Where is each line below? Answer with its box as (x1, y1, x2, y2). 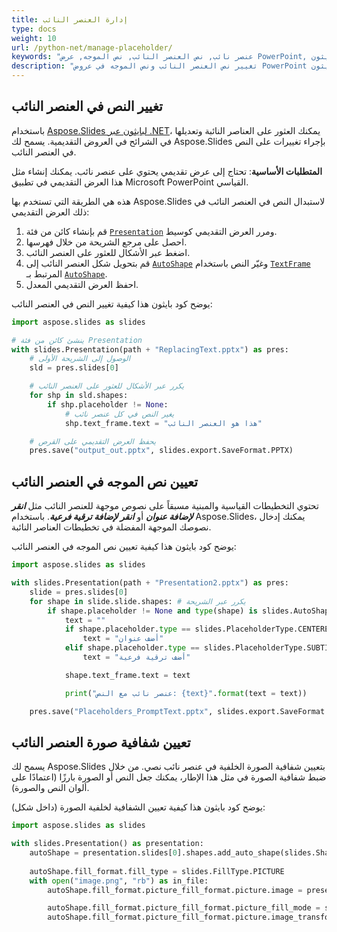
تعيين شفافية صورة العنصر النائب (11, 734, 191, 751)
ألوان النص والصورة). (11, 782, 90, 794)
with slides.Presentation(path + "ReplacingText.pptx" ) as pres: (11, 344, 289, 355)
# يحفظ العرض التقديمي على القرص (29, 436, 157, 446)
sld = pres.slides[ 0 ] (29, 363, 119, 373)
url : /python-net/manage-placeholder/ (11, 42, 173, 53)
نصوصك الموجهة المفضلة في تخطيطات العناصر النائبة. (11, 521, 212, 533)
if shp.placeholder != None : (47, 399, 169, 410)
